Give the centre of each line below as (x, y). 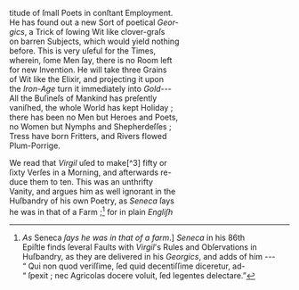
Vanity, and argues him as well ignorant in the (93, 191)
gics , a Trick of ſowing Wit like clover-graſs (87, 32)
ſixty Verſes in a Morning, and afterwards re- (90, 172)
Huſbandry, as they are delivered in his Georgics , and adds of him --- (149, 256)
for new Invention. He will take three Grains (88, 70)
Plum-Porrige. (35, 145)
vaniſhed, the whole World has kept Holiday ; (91, 108)
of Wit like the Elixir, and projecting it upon (87, 79)
